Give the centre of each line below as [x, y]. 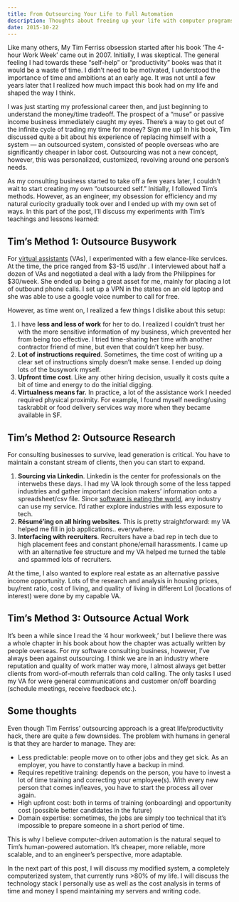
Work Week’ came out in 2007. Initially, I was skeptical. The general [121, 55]
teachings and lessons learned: [53, 219]
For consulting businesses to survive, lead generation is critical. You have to [119, 455]
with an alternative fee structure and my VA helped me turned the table [122, 552]
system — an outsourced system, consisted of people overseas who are [113, 145]
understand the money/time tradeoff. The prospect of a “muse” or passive [116, 114]
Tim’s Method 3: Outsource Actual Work [98, 619]
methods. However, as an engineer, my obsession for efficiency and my [112, 196]
